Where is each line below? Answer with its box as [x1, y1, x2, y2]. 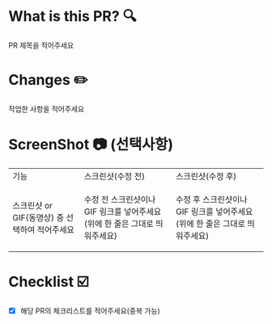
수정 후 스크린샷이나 [175, 194, 248, 205]
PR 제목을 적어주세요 [8, 40, 74, 50]
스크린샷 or [12, 199, 53, 211]
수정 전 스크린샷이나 [83, 194, 156, 205]
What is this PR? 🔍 [8, 7, 138, 26]
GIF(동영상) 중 [12, 212, 65, 223]
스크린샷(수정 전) [83, 170, 146, 182]
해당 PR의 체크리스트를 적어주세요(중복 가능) [19, 305, 160, 316]
